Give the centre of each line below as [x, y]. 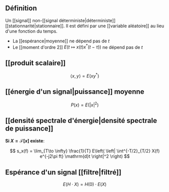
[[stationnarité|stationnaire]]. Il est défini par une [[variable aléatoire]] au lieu [85, 26]
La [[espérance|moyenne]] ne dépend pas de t [61, 41]
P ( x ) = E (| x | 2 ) [85, 104]
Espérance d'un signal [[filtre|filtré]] [63, 172]
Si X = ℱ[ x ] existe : [25, 141]
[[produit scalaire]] [36, 63]
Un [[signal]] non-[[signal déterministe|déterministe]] [61, 20]
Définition [21, 8]
